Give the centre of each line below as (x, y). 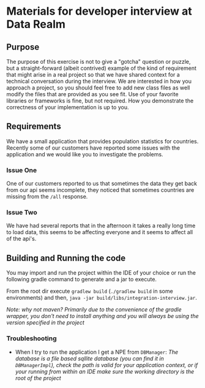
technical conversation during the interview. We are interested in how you (99, 81)
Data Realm (36, 24)
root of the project (38, 378)
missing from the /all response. (47, 197)
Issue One (22, 170)
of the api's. (21, 239)
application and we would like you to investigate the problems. (85, 154)
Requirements (34, 127)
